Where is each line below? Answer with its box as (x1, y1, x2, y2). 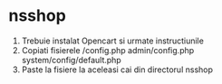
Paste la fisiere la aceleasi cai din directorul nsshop (21, 64, 214, 75)
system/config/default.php (21, 54, 121, 65)
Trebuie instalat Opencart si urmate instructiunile (21, 35, 205, 46)
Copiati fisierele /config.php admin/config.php (21, 44, 195, 55)
